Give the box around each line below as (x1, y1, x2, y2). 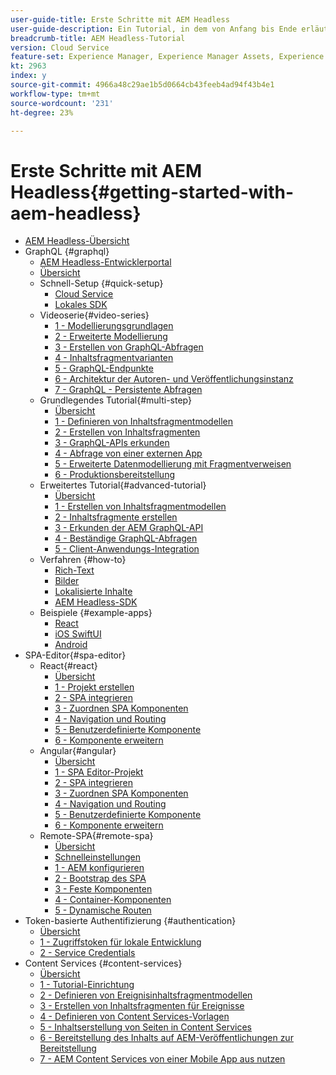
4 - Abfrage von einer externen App (54, 447, 203, 460)
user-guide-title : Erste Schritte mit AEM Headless (10, 14, 230, 25)
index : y (10, 71, 47, 81)
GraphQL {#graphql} (24, 246, 110, 258)
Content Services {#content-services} (24, 957, 183, 970)
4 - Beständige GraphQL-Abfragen (54, 532, 198, 545)
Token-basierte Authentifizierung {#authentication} (24, 915, 237, 927)
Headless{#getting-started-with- (10, 181, 295, 203)
